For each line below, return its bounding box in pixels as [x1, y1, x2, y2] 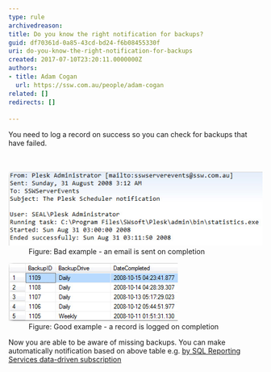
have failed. [8, 138, 48, 148]
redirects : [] [8, 98, 56, 107]
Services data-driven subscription [8, 355, 122, 365]
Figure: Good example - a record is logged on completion [28, 322, 219, 332]
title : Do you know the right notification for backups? [8, 30, 204, 38]
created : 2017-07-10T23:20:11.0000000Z [8, 56, 143, 64]
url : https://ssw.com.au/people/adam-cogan [15, 81, 164, 89]
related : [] [8, 90, 48, 98]
